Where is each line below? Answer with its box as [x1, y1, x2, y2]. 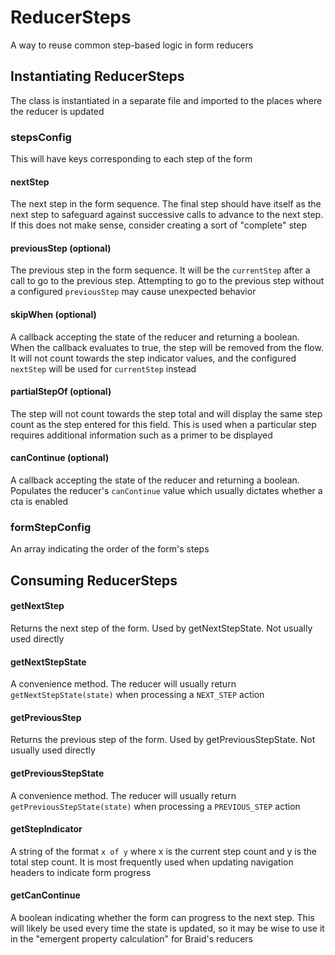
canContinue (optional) [10, 452, 110, 464]
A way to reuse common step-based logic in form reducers [10, 39, 254, 51]
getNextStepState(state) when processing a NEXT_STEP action [10, 689, 265, 701]
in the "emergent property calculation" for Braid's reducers [10, 932, 253, 945]
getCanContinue [10, 889, 81, 901]
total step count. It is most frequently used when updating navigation [10, 856, 294, 868]
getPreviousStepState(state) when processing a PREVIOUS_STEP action [10, 800, 301, 812]
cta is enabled [10, 496, 69, 508]
